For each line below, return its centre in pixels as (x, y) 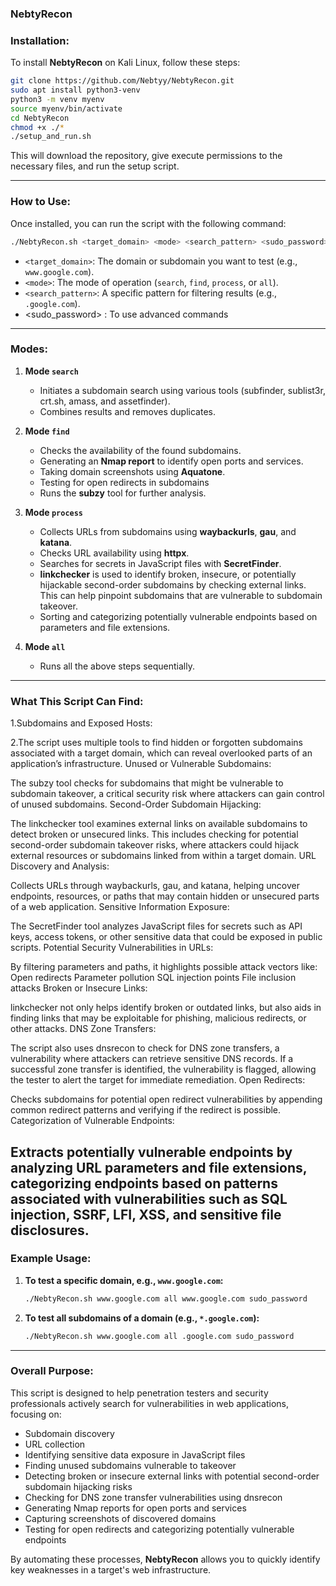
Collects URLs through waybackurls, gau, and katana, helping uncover (155, 886)
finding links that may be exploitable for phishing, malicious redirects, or (158, 1018)
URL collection (55, 1444)
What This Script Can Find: (77, 701)
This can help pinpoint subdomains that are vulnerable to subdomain (181, 595)
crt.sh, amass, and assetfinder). (105, 401)
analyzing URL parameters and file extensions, (159, 1167)
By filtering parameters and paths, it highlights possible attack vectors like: (164, 967)
